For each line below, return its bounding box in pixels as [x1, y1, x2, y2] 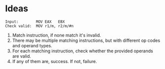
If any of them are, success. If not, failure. [12, 58, 97, 64]
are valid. [12, 53, 31, 59]
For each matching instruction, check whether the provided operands [12, 48, 154, 54]
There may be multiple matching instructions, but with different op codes [12, 37, 161, 43]
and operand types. [12, 42, 53, 48]
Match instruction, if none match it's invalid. [12, 32, 101, 38]
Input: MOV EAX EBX [5, 19, 65, 24]
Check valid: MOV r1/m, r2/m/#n [5, 23, 74, 29]
